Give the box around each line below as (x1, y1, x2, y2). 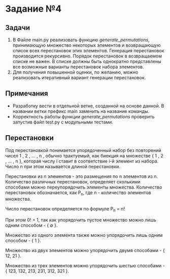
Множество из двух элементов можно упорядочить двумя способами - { (5, 247, 165, 254)
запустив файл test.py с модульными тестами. (12, 119, 113, 125)
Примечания (5, 89, 48, 98)
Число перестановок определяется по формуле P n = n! (5, 206, 125, 213)
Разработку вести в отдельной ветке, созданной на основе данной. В (12, 103, 164, 109)
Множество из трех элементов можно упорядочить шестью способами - (5, 263, 165, 269)
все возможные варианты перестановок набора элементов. (12, 64, 144, 70)
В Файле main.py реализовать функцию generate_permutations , (12, 37, 150, 43)
